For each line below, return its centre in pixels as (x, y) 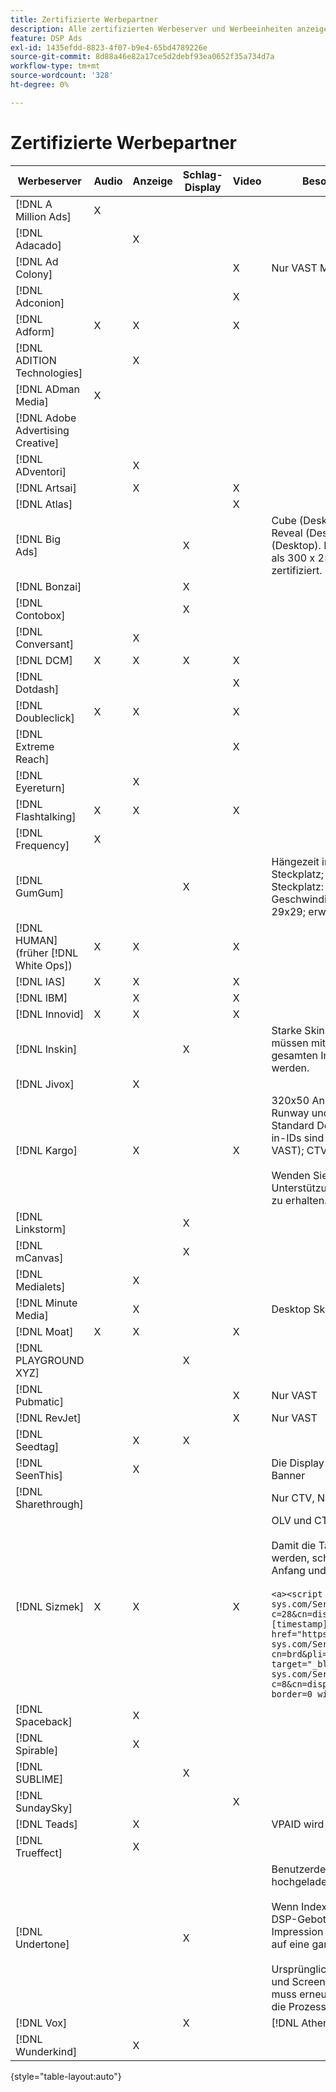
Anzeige (152, 181)
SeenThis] (39, 1475)
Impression (297, 1931)
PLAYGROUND (50, 1360)
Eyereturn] (40, 788)
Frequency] (42, 845)
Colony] (34, 274)
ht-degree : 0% (40, 85)
